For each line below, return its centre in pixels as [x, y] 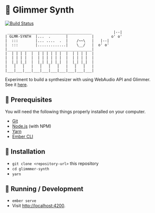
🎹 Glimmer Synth [39, 10]
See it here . [16, 84]
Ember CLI [23, 136]
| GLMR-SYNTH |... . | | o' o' [64, 36]
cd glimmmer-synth [31, 169]
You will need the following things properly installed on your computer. [75, 112]
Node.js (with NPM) [32, 126]
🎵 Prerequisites [29, 100]
